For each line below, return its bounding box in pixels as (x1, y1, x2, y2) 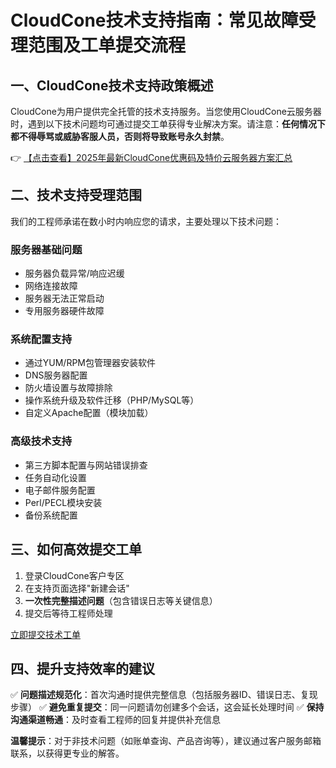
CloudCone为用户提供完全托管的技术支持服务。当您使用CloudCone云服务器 (10, 106, 322, 117)
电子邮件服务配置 (24, 484, 96, 496)
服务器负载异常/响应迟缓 (24, 267, 125, 280)
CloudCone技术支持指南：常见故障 (10, 9, 299, 32)
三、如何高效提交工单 (10, 541, 142, 558)
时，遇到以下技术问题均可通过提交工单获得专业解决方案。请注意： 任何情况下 (10, 118, 326, 130)
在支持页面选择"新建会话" (24, 582, 130, 594)
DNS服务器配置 (24, 369, 88, 381)
